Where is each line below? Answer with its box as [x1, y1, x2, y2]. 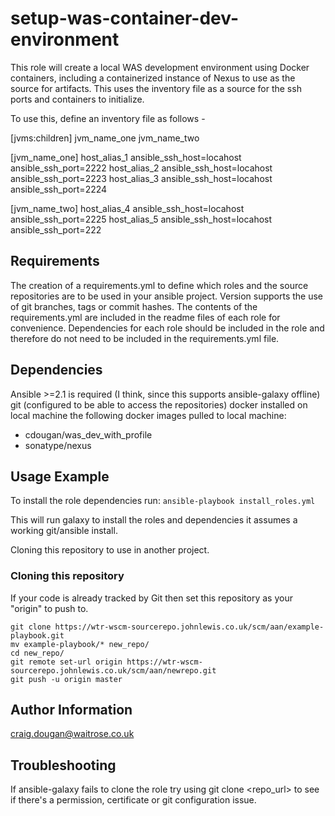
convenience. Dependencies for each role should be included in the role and [10, 322, 325, 334]
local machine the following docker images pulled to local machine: [10, 409, 287, 421]
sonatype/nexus [24, 439, 92, 451]
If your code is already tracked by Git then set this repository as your [10, 592, 293, 604]
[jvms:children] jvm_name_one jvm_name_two [10, 132, 200, 144]
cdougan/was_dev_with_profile [24, 428, 153, 441]
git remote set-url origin [10, 657, 123, 667]
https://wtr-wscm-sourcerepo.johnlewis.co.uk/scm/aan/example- [54, 622, 325, 632]
